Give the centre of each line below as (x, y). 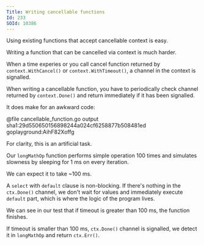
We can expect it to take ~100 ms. (49, 174)
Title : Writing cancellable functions (56, 12)
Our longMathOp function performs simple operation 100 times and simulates (102, 155)
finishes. (17, 217)
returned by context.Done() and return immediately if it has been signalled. (100, 96)
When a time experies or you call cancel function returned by (83, 64)
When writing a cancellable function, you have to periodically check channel (102, 89)
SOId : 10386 (21, 23)
